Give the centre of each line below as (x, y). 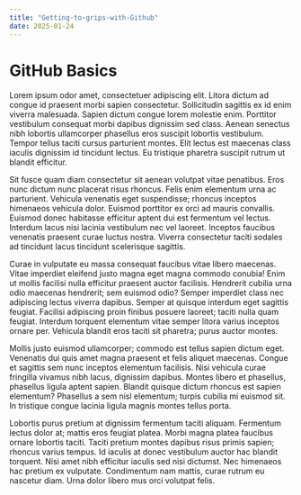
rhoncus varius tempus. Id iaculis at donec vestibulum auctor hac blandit (144, 452)
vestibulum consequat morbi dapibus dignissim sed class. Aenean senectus (150, 124)
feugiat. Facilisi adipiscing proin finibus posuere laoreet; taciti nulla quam (144, 312)
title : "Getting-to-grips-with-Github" (84, 18)
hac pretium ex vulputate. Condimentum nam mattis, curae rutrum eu (137, 471)
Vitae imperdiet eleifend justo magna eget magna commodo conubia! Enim (147, 274)
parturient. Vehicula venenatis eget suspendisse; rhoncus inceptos (133, 199)
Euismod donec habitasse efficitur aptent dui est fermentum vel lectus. (140, 218)
